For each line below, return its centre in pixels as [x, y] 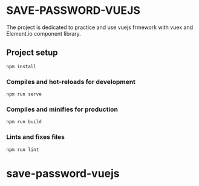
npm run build [24, 122]
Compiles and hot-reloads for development [71, 82]
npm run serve [24, 94]
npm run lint [23, 149]
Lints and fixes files [36, 137]
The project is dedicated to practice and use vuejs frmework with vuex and [100, 27]
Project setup [32, 53]
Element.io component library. [44, 33]
